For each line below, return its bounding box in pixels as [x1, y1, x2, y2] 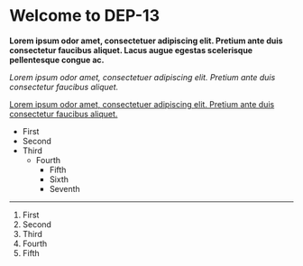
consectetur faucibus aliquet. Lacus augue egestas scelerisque [9, 44, 253, 55]
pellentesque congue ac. [9, 54, 105, 65]
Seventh [49, 183, 81, 194]
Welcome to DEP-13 [9, 5, 161, 26]
